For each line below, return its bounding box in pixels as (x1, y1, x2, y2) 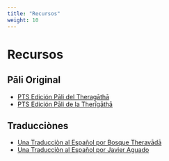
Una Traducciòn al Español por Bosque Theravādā (17, 138, 162, 146)
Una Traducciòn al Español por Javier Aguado (17, 146, 150, 154)
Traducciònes (7, 119, 69, 132)
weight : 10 (7, 17, 39, 24)
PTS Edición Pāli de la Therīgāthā (17, 100, 113, 108)
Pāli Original (7, 74, 61, 86)
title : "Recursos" (7, 10, 61, 17)
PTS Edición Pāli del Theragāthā (17, 92, 110, 101)
